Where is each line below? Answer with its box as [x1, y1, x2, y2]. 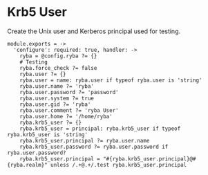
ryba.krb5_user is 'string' [7, 131, 88, 138]
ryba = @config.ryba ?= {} [19, 53, 97, 59]
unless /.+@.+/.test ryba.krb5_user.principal [50, 161, 187, 168]
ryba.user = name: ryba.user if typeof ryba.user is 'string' [19, 77, 202, 84]
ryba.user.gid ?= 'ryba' [19, 101, 91, 108]
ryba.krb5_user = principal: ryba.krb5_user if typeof [19, 125, 181, 132]
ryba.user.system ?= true [19, 95, 95, 102]
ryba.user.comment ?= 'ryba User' [19, 107, 119, 114]
